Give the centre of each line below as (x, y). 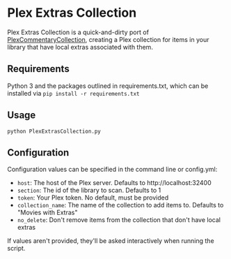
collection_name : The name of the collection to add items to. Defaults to (120, 205)
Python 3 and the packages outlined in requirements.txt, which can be (108, 86)
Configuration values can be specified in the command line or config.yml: (112, 170)
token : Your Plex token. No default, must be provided (93, 198)
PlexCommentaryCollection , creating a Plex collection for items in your (108, 39)
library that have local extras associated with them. (80, 47)
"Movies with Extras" (47, 213)
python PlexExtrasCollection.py (54, 131)
